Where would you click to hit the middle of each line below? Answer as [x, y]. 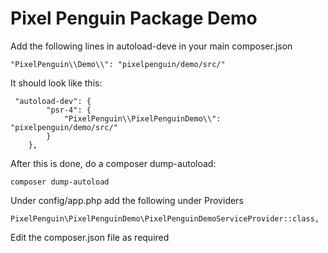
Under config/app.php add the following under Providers [127, 200]
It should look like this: [56, 83]
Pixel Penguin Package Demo [134, 18]
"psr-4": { [69, 110]
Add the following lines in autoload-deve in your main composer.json [151, 46]
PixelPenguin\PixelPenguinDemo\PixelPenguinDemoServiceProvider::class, [165, 218]
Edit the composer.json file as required [90, 237]
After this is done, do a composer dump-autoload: [113, 163]
